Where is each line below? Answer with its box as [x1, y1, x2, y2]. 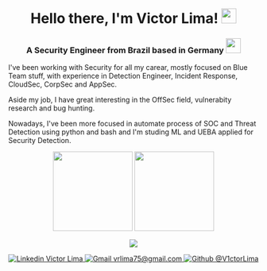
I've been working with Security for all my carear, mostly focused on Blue [8, 63, 248, 72]
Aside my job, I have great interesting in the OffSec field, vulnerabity [8, 95, 232, 105]
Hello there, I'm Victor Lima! [30, 10, 219, 28]
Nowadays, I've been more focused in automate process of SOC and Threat [8, 119, 257, 129]
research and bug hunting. [8, 103, 95, 113]
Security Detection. [8, 136, 72, 145]
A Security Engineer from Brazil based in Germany [26, 45, 224, 56]
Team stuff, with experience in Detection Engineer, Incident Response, [8, 72, 238, 81]
